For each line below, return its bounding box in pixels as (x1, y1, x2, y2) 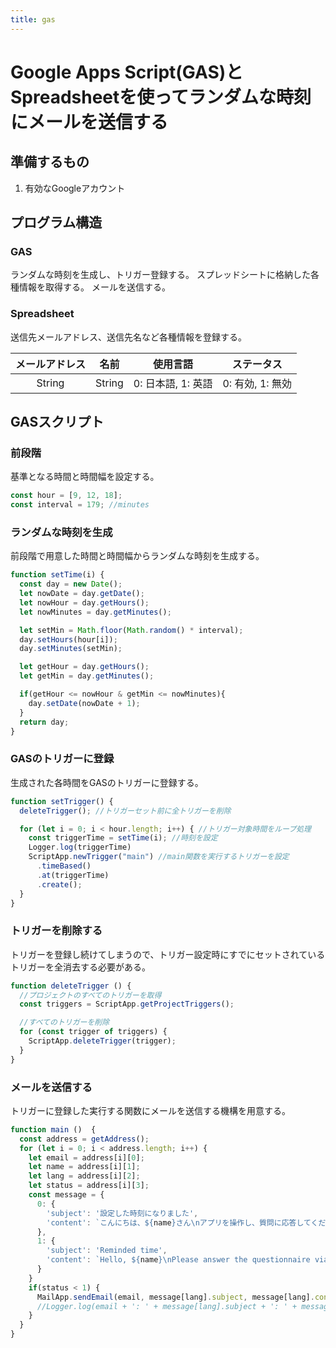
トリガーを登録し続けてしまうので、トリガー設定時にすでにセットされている (10, 948, 326, 960)
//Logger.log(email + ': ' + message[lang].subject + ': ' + (36, 1301, 298, 1311)
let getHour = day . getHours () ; (19, 662, 150, 672)
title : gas (10, 14, 56, 25)
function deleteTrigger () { (10, 981, 132, 991)
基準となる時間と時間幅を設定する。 (10, 471, 160, 483)
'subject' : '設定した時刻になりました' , (46, 1208, 199, 1218)
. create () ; (36, 879, 83, 890)
